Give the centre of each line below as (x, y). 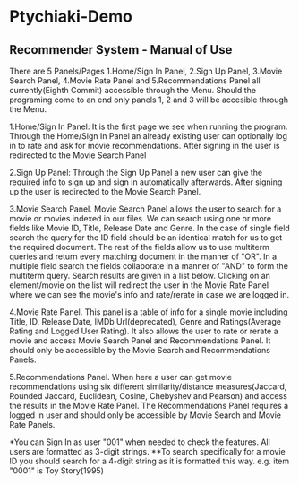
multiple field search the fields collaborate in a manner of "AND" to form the (149, 266)
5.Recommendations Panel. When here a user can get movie (121, 377)
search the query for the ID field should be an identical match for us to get (146, 238)
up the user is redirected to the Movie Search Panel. (105, 191)
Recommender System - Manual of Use (121, 50)
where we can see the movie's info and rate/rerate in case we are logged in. (149, 294)
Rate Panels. (32, 424)
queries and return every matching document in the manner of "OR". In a (143, 256)
